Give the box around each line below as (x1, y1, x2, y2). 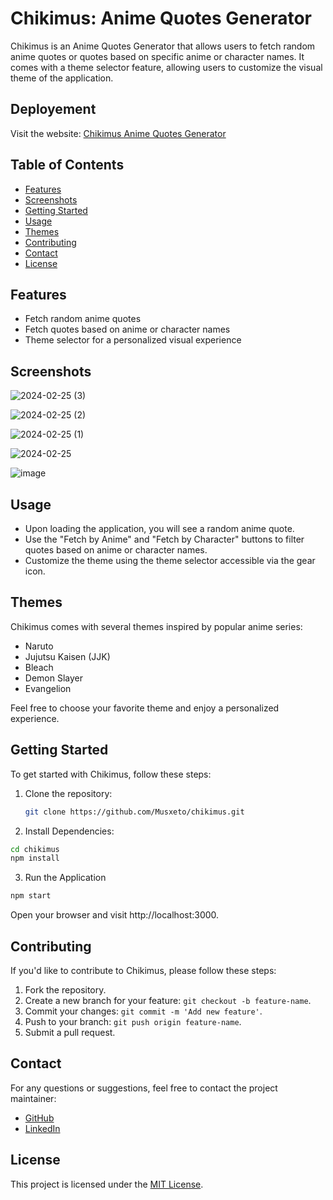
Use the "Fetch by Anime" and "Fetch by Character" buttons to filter (24, 533, 305, 545)
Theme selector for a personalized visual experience (24, 334, 242, 346)
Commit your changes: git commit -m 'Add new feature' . (24, 1005, 263, 1017)
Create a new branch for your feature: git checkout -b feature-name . (24, 994, 312, 1006)
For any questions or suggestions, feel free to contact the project (10, 1082, 278, 1094)
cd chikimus (10, 844, 60, 854)
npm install (10, 853, 60, 864)
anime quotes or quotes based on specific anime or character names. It (10, 50, 305, 62)
